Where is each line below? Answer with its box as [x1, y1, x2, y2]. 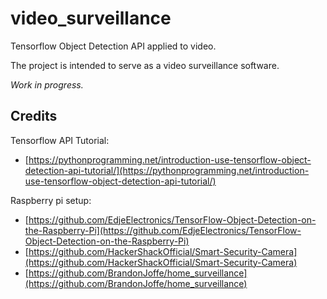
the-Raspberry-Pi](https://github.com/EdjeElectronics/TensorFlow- [24, 224, 302, 236]
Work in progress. [10, 78, 84, 91]
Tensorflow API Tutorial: [10, 134, 110, 146]
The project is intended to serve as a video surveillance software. [10, 59, 280, 71]
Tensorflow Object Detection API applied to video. [10, 40, 217, 52]
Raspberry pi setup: [10, 194, 92, 206]
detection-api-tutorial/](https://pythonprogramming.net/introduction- [24, 164, 310, 176]
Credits [10, 108, 58, 125]
